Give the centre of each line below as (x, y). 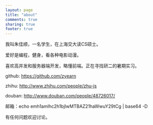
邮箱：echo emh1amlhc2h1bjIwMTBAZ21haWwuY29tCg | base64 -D (76, 106)
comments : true (21, 19)
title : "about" (21, 15)
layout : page (19, 10)
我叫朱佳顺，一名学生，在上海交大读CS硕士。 (53, 44)
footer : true (19, 29)
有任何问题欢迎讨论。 (28, 117)
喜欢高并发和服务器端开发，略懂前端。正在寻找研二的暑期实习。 (72, 66)
